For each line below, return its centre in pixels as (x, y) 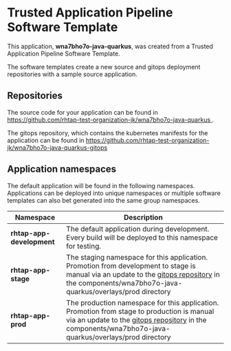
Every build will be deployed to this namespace (142, 237)
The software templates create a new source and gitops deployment (104, 67)
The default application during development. (138, 229)
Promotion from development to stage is (131, 266)
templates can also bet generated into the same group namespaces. (104, 200)
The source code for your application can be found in (82, 112)
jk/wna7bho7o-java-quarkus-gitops (57, 147)
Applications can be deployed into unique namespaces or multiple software (114, 193)
